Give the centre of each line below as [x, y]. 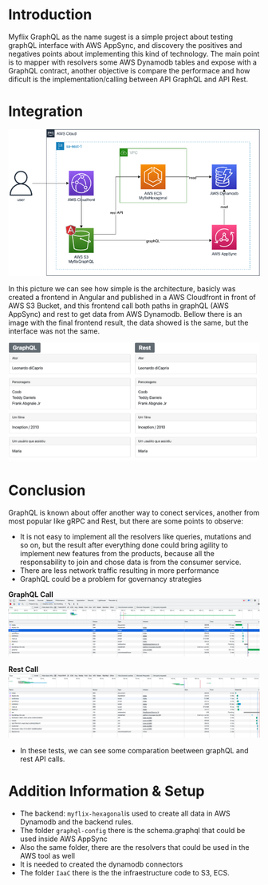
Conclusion [47, 490]
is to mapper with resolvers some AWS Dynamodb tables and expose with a [133, 62]
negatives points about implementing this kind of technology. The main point [134, 53]
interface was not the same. [54, 331]
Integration [46, 111]
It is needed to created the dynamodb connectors [101, 864]
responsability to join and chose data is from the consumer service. [130, 562]
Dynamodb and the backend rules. [77, 822]
